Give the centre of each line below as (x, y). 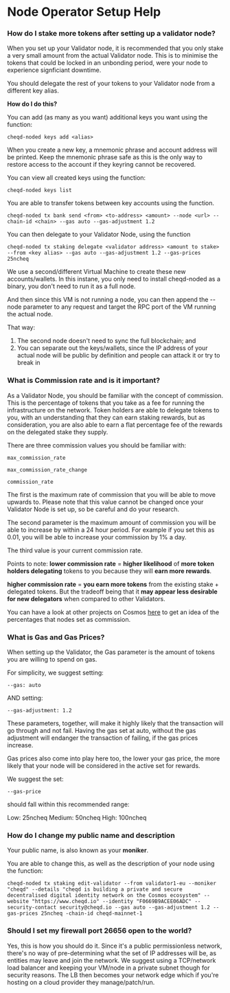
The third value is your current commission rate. (75, 550)
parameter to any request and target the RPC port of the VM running (119, 307)
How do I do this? (32, 104)
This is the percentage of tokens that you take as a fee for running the (106, 403)
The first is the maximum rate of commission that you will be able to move (112, 494)
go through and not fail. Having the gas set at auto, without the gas (102, 731)
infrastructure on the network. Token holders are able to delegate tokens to (113, 410)
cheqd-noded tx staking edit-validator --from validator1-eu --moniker (112, 884)
